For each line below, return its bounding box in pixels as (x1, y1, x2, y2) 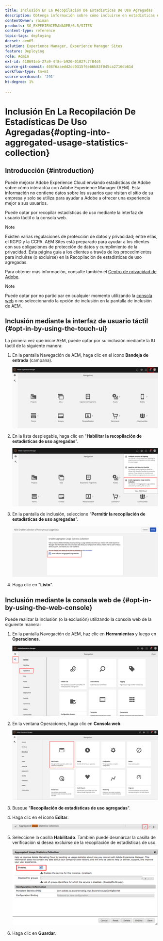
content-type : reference (5, 28, 55, 33)
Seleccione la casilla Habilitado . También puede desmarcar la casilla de (12, 834, 156, 840)
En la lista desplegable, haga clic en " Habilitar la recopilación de (12, 433, 142, 439)
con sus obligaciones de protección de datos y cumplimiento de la (5, 244, 138, 249)
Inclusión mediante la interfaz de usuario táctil (5, 317, 148, 325)
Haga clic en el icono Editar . (12, 814, 69, 820)
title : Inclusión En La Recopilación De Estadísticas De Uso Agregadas (5, 8, 153, 13)
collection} (5, 147, 50, 158)
